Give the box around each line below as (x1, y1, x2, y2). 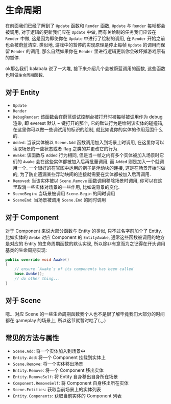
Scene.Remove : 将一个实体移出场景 (12, 361, 83, 367)
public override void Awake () (5, 257, 70, 262)
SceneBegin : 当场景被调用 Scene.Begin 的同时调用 (12, 190, 115, 196)
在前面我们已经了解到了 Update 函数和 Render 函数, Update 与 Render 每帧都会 (5, 23, 166, 29)
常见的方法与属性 (5, 333, 59, 343)
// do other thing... (14, 276, 60, 281)
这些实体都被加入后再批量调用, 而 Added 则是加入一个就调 (44, 158, 164, 164)
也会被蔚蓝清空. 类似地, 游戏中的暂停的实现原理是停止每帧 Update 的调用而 (5, 41, 161, 48)
